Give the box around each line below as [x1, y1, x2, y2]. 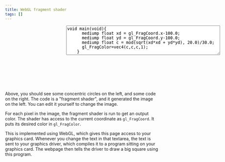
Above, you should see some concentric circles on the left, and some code [5, 91, 156, 96]
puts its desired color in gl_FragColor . [5, 121, 81, 127]
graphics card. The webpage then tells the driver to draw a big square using [5, 146, 158, 152]
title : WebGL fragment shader [5, 7, 67, 12]
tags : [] [5, 12, 23, 17]
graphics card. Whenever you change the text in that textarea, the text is [5, 136, 151, 141]
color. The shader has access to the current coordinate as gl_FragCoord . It [5, 116, 155, 121]
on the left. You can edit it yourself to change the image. [5, 101, 118, 107]
